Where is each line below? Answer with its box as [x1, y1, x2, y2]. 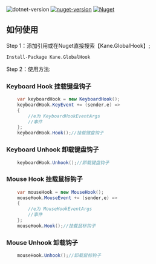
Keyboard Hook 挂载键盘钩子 [6, 82, 92, 90]
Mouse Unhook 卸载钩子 [6, 238, 79, 246]
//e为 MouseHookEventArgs [28, 206, 93, 212]
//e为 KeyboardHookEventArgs [28, 113, 101, 119]
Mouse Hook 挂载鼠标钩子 [6, 175, 83, 183]
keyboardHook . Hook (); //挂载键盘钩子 [17, 130, 104, 136]
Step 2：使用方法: [6, 65, 51, 73]
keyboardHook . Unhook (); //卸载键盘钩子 [17, 159, 109, 166]
